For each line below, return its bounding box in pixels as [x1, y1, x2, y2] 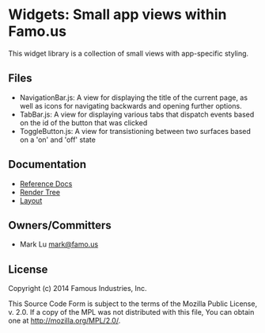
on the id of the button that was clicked [19, 117, 148, 128]
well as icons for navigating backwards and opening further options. [19, 101, 243, 110]
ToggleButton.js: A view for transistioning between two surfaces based [19, 126, 252, 136]
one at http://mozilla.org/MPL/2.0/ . [8, 316, 121, 326]
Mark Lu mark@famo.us [19, 239, 99, 249]
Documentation [8, 158, 87, 171]
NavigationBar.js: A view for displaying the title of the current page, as [19, 93, 248, 102]
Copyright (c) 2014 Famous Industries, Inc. [8, 284, 148, 293]
